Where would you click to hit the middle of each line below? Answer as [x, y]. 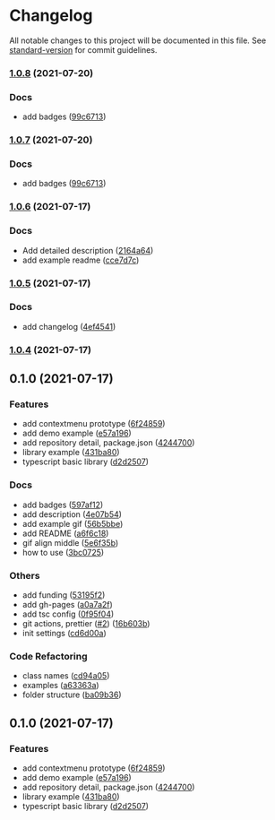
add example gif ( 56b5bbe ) [73, 523]
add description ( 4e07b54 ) [72, 514]
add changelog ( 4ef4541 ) [69, 326]
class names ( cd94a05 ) [66, 676]
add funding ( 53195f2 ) [64, 595]
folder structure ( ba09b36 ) [72, 695]
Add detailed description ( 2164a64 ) [88, 250]
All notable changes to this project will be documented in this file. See [138, 40]
